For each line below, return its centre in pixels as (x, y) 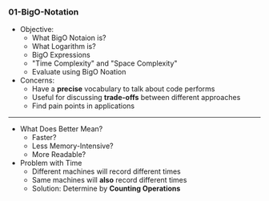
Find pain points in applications (83, 106)
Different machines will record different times (106, 171)
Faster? (44, 138)
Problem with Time (51, 163)
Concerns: (37, 80)
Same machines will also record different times (109, 180)
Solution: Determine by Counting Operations (106, 189)
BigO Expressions (61, 55)
